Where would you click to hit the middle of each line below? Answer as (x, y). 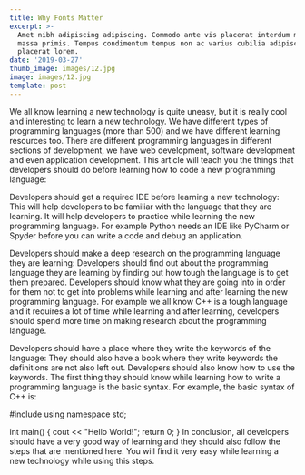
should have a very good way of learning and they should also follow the (145, 441)
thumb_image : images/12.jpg (63, 69)
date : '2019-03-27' (46, 60)
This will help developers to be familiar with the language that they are (141, 207)
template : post (38, 86)
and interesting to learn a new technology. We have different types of (139, 121)
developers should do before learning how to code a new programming (143, 169)
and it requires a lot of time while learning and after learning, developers (144, 311)
